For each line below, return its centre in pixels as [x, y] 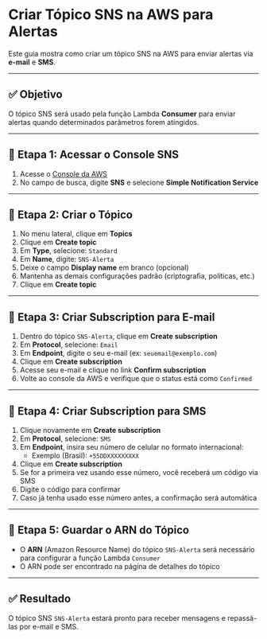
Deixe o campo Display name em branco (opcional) [104, 267]
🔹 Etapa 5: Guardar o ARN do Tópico [99, 530]
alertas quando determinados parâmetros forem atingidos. [104, 122]
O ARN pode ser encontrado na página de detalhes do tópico [120, 566]
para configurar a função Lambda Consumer [90, 558]
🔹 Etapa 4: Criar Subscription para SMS [107, 411]
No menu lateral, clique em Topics [76, 234]
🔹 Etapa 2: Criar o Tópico [71, 214]
